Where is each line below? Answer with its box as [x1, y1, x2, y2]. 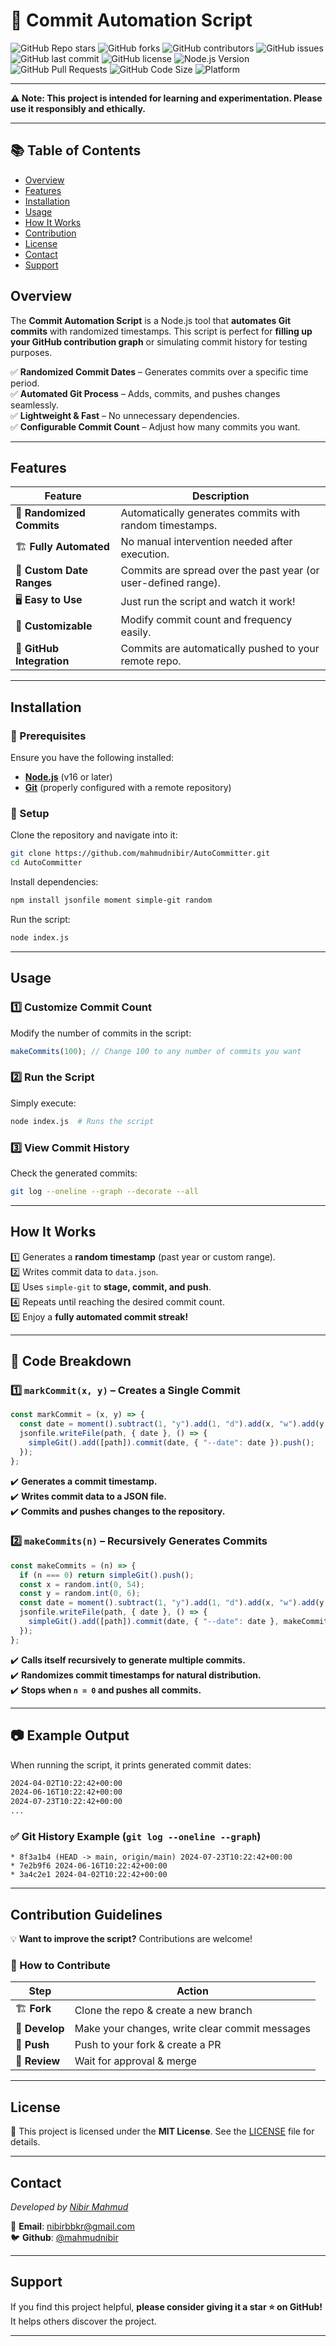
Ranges [15, 576, 53, 590]
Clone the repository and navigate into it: [10, 829, 178, 841]
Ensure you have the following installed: [10, 752, 175, 764]
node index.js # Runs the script [10, 1116, 155, 1126]
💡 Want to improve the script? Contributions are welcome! [10, 1933, 253, 1945]
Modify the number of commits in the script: [10, 1027, 192, 1039]
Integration [15, 654, 70, 668]
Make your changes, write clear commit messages [74, 2022, 312, 2036]
